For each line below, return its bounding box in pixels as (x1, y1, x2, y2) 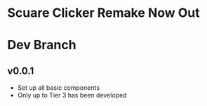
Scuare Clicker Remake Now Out (7, 5, 200, 21)
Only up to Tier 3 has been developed (17, 91, 127, 100)
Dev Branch (7, 37, 76, 53)
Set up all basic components (17, 84, 100, 92)
